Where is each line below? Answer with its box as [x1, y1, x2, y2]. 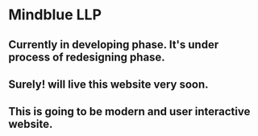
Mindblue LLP [8, 6, 102, 24]
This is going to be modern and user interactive [8, 105, 251, 118]
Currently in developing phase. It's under [8, 38, 219, 52]
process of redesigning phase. [8, 50, 165, 64]
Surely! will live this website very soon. [8, 77, 209, 91]
